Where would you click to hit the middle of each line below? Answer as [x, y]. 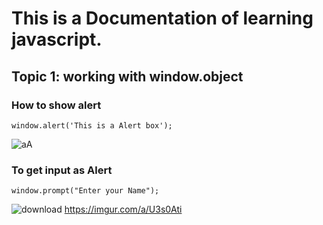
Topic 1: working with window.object [127, 76]
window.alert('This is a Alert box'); [92, 125]
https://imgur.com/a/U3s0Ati [123, 209]
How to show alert [56, 105]
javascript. [57, 39]
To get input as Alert [62, 170]
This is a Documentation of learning [162, 18]
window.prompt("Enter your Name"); [85, 191]
